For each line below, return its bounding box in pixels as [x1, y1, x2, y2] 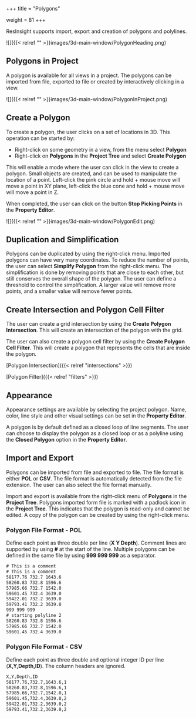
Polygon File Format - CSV [6, 643, 83, 651]
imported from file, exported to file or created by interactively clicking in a [6, 78, 184, 85]
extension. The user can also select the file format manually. [6, 481, 152, 488]
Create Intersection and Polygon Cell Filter [6, 305, 165, 315]
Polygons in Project [6, 56, 79, 66]
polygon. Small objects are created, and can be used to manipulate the [6, 170, 177, 177]
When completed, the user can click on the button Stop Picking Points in [6, 200, 183, 207]
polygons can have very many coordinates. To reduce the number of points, [6, 256, 190, 263]
